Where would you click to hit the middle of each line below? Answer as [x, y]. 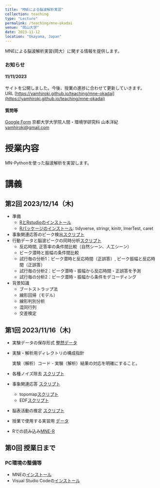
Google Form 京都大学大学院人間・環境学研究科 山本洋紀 [62, 122]
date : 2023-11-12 [23, 32]
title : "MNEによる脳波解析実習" [34, 9]
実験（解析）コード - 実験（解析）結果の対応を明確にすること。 [76, 363]
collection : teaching [27, 14]
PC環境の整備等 [24, 463]
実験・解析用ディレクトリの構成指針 [48, 353]
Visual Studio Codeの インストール [46, 480]
